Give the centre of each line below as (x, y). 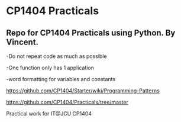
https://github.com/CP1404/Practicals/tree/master (67, 102)
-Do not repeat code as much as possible (56, 56)
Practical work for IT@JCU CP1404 (49, 113)
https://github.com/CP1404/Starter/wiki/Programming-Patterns (83, 91)
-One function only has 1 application (50, 68)
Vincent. (22, 42)
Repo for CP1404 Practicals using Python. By (91, 33)
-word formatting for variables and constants (61, 79)
